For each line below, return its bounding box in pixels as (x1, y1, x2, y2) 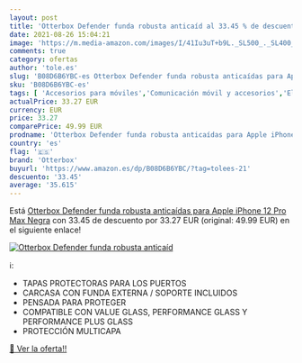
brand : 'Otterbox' (9, 155, 78, 165)
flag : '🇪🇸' (9, 147, 54, 156)
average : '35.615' (9, 181, 78, 190)
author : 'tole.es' (9, 64, 78, 73)
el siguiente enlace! (9, 224, 82, 235)
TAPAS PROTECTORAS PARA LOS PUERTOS (22, 278, 187, 289)
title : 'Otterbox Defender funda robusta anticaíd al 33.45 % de (9, 22, 259, 31)
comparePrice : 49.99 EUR (9, 123, 102, 132)
